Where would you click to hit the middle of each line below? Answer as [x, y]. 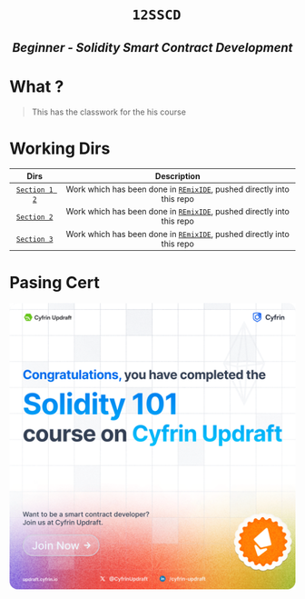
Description [177, 175]
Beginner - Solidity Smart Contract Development [152, 48]
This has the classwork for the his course [108, 112]
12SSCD [157, 15]
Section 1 [35, 190]
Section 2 [35, 217]
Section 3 [35, 240]
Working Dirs [60, 148]
